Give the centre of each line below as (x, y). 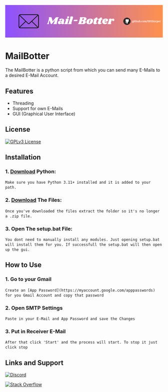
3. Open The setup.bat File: (39, 229)
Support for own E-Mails (38, 108)
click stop (16, 347)
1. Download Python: (31, 172)
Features (19, 91)
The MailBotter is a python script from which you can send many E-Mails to (83, 70)
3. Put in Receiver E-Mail (35, 331)
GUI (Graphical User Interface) (44, 114)
